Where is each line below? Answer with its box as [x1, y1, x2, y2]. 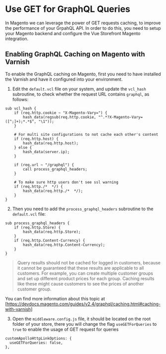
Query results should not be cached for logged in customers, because [17, 259, 161, 266]
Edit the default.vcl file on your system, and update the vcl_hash [12, 86, 146, 92]
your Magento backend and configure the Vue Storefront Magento [5, 30, 141, 36]
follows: [12, 96, 29, 102]
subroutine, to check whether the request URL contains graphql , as [12, 91, 150, 97]
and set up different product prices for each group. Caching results [17, 275, 155, 281]
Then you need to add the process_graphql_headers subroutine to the [12, 206, 154, 212]
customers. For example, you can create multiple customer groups [17, 270, 154, 276]
